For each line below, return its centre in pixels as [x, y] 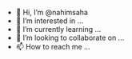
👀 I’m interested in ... [50, 21]
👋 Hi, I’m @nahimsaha [52, 12]
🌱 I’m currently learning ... [58, 29]
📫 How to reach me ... [53, 47]
